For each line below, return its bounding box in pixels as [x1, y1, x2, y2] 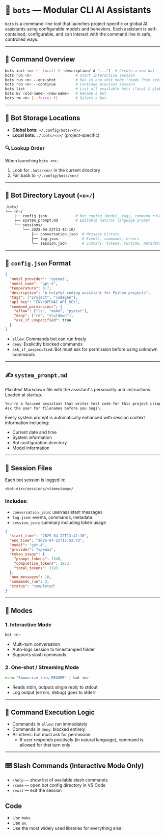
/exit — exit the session [12, 787, 62, 793]
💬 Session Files [5, 464, 53, 472]
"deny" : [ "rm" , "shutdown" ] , [14, 313, 74, 318]
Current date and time [12, 430, 57, 435]
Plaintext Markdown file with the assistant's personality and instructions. [5, 386, 152, 392]
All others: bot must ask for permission [12, 732, 91, 738]
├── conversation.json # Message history [31, 232, 120, 237]
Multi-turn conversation [12, 641, 60, 647]
